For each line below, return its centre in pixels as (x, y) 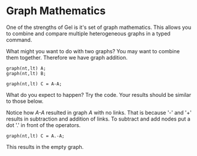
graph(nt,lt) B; (26, 73)
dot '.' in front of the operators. (43, 125)
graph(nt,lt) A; (26, 68)
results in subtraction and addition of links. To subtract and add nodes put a (98, 119)
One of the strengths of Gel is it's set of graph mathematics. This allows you (98, 27)
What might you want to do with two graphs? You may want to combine (93, 51)
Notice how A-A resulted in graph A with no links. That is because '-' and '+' (99, 112)
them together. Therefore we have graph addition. (67, 57)
